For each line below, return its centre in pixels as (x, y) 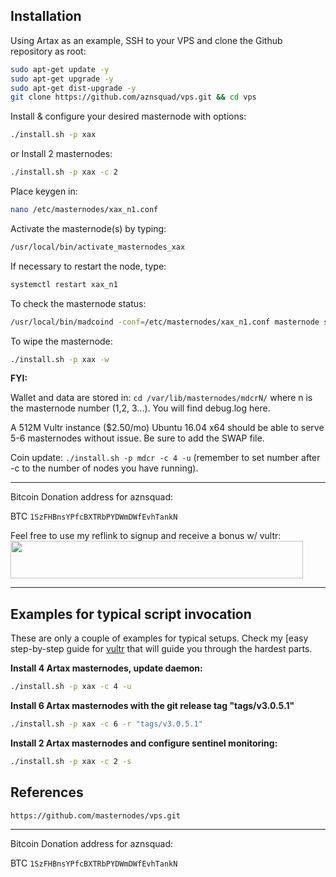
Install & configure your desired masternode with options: (128, 116)
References (47, 792)
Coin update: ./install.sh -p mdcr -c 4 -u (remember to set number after (165, 458)
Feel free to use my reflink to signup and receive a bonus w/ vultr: (146, 536)
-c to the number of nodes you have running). (104, 468)
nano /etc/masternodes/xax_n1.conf (84, 210)
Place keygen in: (44, 191)
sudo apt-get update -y (60, 69)
